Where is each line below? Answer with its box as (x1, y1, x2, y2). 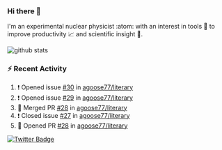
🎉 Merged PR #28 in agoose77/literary (17, 103, 127, 112)
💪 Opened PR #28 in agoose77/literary (17, 121, 128, 130)
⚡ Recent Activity (7, 64, 68, 74)
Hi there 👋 (7, 6, 42, 16)
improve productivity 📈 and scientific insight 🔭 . (7, 30, 143, 38)
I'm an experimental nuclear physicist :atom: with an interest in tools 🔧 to (7, 22, 216, 31)
